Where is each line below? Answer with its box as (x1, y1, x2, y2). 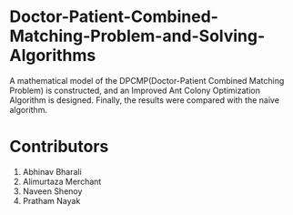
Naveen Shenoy (22, 185, 83, 197)
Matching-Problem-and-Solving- (9, 26, 266, 46)
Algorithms (9, 46, 96, 66)
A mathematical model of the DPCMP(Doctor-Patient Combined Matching (9, 75, 285, 86)
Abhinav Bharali (22, 166, 82, 177)
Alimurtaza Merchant (22, 176, 102, 187)
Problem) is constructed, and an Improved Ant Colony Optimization (9, 85, 261, 96)
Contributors (9, 137, 109, 157)
